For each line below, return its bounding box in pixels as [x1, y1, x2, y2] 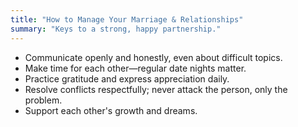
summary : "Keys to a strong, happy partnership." [10, 24, 222, 34]
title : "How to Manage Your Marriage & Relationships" [10, 14, 244, 25]
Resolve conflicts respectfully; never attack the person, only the [24, 83, 288, 95]
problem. [24, 94, 63, 106]
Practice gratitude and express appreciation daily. [24, 72, 230, 85]
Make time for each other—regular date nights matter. [24, 62, 247, 74]
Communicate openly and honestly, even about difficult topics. [24, 51, 283, 63]
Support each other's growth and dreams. [24, 104, 198, 116]
